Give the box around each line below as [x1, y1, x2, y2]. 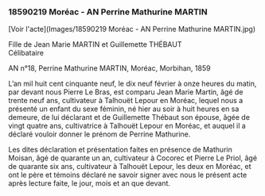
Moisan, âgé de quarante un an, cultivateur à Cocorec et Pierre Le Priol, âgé [8, 153, 257, 163]
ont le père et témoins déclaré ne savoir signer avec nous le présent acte [8, 170, 247, 180]
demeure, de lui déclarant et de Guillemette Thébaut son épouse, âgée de [8, 113, 251, 122]
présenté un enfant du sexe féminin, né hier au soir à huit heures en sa [8, 104, 240, 113]
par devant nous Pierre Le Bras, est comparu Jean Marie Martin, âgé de [8, 87, 244, 97]
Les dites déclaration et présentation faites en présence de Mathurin [8, 145, 232, 155]
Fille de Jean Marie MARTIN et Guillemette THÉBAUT [8, 40, 182, 49]
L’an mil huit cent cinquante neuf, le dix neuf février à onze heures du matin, [8, 79, 257, 89]
